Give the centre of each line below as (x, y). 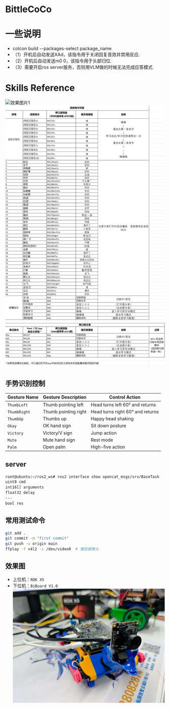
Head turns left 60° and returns (123, 405)
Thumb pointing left (63, 405)
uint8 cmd (16, 482)
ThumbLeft (18, 405)
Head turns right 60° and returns (125, 411)
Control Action (125, 397)
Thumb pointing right (65, 411)
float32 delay (20, 493)
